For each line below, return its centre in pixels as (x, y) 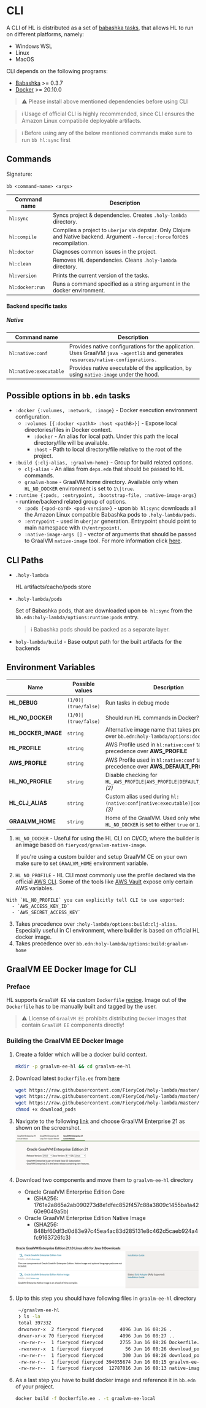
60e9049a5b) (51, 1211)
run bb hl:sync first (46, 139)
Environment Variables (51, 667)
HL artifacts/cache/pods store (53, 587)
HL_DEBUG (23, 703)
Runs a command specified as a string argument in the (121, 284)
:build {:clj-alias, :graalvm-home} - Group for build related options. (104, 463)
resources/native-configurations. (113, 360)
